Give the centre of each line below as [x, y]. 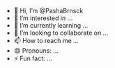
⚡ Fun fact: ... [33, 58]
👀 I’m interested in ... [43, 18]
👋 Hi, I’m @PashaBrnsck [48, 11]
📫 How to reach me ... [46, 41]
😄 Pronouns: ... [36, 51]
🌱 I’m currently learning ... [51, 25]
